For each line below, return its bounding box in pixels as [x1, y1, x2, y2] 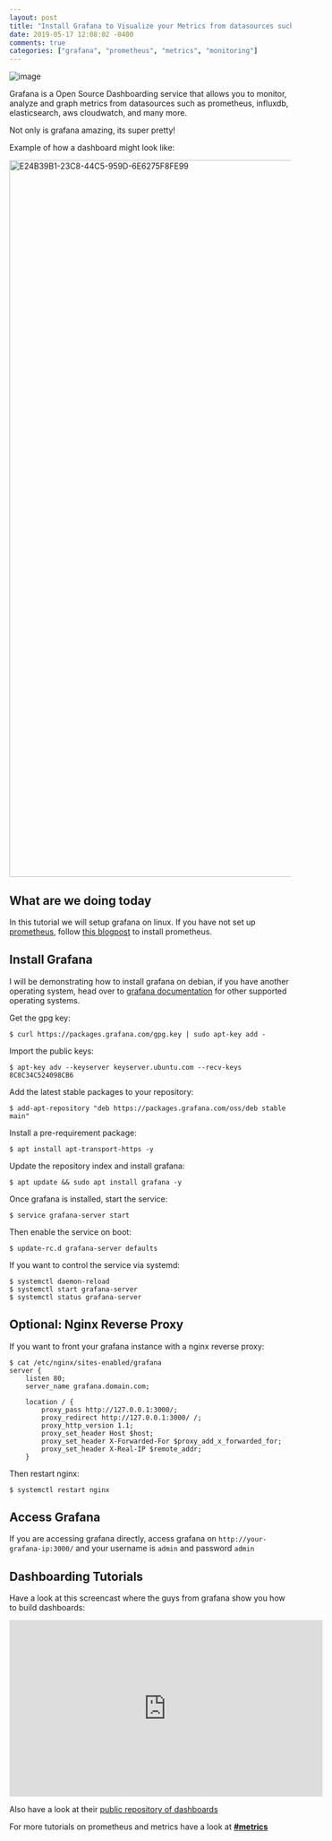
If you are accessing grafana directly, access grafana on [9, 1533, 217, 1544]
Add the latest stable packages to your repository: [9, 1086, 194, 1097]
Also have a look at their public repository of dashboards [9, 1804, 218, 1815]
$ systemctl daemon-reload [9, 1277, 110, 1286]
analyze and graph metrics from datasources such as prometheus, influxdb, [9, 98, 289, 109]
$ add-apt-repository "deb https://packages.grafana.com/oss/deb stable [9, 1104, 286, 1113]
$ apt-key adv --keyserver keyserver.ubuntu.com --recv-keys [9, 1063, 243, 1072]
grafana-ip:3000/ [9, 1544, 74, 1554]
